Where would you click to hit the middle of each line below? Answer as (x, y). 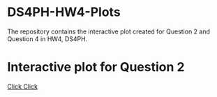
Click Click (23, 86)
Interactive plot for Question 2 (96, 67)
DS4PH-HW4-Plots (64, 12)
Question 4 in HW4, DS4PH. (47, 38)
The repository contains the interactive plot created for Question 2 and (109, 31)
